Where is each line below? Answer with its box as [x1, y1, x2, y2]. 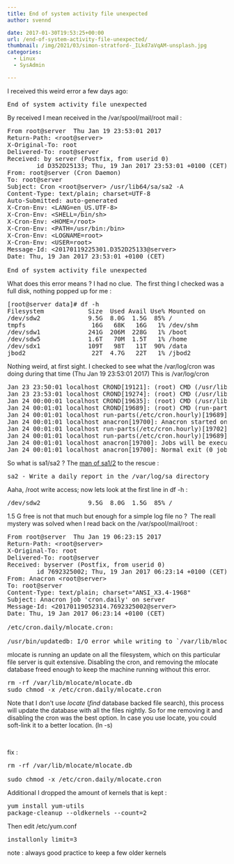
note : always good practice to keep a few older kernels [7, 848, 167, 857]
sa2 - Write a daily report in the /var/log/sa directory [7, 472, 210, 480]
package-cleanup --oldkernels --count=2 [7, 809, 148, 817]
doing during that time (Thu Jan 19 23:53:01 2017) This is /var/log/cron [7, 369, 210, 378]
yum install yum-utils [7, 802, 85, 810]
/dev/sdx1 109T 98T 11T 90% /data [7, 342, 188, 350]
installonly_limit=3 [7, 835, 78, 843]
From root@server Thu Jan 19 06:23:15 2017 [7, 532, 162, 541]
